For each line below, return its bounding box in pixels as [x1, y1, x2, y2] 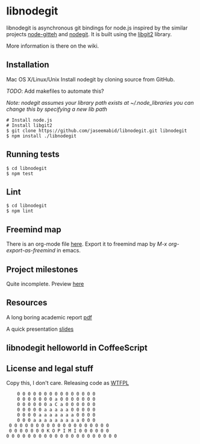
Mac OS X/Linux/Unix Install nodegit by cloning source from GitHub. [6, 75, 175, 83]
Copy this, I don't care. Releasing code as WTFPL [6, 380, 130, 387]
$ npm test [6, 170, 34, 177]
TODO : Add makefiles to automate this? [6, 87, 104, 95]
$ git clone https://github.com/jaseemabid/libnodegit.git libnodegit [6, 128, 187, 134]
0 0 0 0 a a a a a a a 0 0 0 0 [17, 412, 96, 418]
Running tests [6, 149, 60, 160]
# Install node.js [6, 117, 52, 123]
